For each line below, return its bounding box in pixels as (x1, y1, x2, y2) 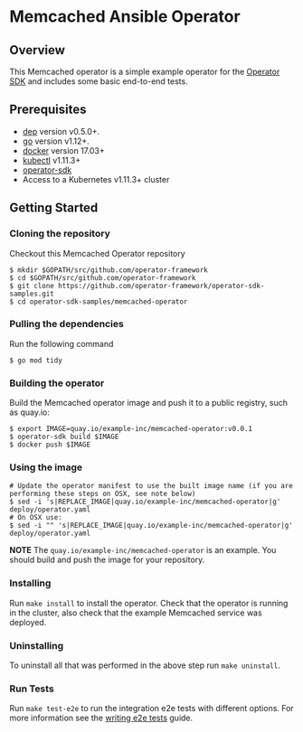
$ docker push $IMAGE (9, 440, 91, 449)
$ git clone (9, 281, 54, 290)
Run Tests (9, 682, 54, 695)
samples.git (9, 289, 54, 298)
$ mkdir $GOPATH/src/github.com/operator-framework (9, 265, 208, 275)
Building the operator (9, 377, 105, 389)
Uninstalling (9, 639, 64, 652)
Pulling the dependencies (9, 318, 124, 331)
